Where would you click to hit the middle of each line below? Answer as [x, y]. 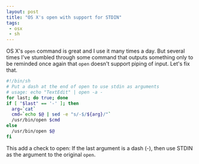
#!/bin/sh [19, 81]
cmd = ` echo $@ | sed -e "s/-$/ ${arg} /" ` [61, 114]
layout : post [22, 12]
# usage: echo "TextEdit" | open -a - [55, 92]
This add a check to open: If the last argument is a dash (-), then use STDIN [99, 148]
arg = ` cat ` [24, 109]
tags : [13, 23]
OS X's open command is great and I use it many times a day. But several [96, 51]
